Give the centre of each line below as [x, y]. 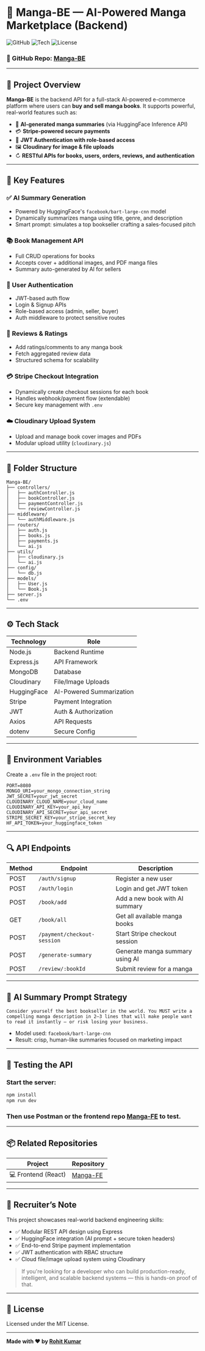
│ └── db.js [24, 573]
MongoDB [24, 672]
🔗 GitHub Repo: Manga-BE [46, 58]
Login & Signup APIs [41, 305]
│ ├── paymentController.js [45, 504]
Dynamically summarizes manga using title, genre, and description [99, 218]
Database [68, 672]
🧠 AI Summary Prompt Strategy [67, 997]
